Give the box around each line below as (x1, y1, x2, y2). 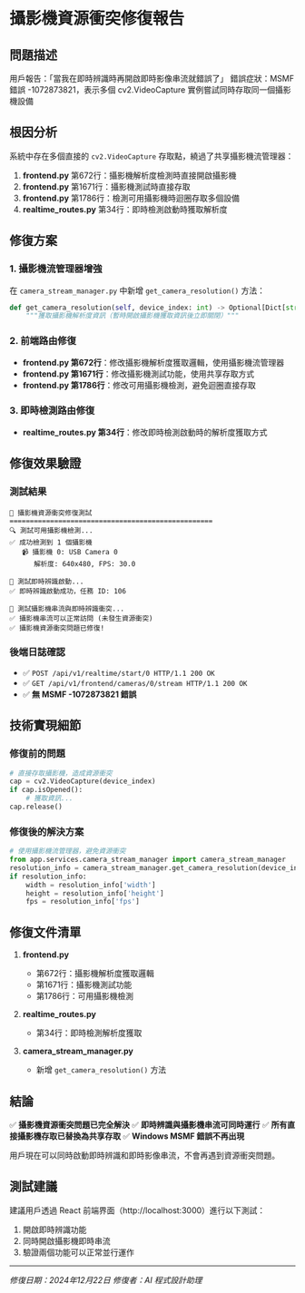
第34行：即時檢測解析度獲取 (35, 1027, 143, 1039)
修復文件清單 (9, 925, 82, 940)
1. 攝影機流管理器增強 (9, 262, 103, 275)
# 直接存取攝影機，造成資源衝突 (9, 769, 113, 778)
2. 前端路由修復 (9, 335, 77, 348)
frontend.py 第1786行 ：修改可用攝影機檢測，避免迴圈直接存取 (22, 379, 257, 390)
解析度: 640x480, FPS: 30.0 (33, 559, 136, 568)
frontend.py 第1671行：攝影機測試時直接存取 (22, 181, 191, 191)
